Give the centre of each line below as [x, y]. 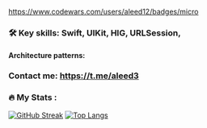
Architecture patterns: [47, 55]
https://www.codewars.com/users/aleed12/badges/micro [103, 12]
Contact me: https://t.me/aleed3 [74, 76]
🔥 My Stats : [33, 97]
